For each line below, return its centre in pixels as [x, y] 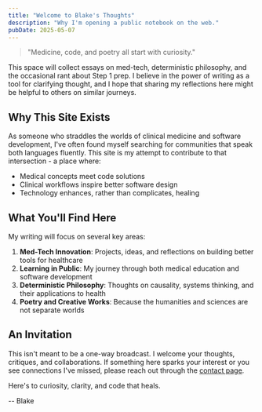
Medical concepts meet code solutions [82, 177]
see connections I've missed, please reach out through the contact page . [126, 370]
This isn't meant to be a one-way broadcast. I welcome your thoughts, [122, 353]
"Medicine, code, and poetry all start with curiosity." [111, 53]
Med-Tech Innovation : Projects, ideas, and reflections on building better [136, 252]
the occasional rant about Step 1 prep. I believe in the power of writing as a [129, 76]
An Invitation [40, 335]
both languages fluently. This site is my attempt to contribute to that [118, 153]
